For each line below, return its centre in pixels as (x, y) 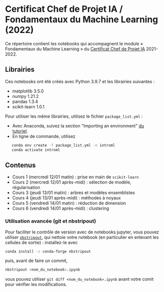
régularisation (26, 188)
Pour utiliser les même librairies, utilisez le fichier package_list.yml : (74, 116)
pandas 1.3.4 (25, 101)
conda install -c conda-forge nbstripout (48, 251)
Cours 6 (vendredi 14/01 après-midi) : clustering (61, 208)
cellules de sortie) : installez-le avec (41, 242)
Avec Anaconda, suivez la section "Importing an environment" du (78, 126)
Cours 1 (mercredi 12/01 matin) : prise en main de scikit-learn (75, 177)
